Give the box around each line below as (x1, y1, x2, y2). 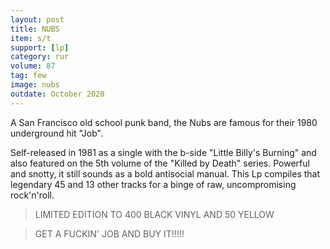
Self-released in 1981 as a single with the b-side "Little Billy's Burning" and (10, 146, 317, 158)
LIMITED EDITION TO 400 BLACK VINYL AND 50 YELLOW (34, 208, 275, 220)
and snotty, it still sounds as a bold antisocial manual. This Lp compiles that (10, 167, 321, 180)
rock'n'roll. (10, 189, 55, 201)
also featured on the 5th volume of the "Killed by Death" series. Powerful (10, 157, 310, 169)
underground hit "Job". (10, 127, 103, 139)
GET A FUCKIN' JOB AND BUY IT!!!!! (34, 227, 185, 240)
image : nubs (10, 80, 60, 90)
